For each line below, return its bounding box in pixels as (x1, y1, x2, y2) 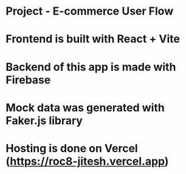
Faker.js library (5, 114, 83, 127)
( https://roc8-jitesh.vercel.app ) (5, 154, 169, 168)
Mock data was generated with (5, 100, 165, 114)
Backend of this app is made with (5, 60, 176, 74)
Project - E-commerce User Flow (5, 4, 174, 18)
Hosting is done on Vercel (5, 141, 138, 155)
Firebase (5, 73, 51, 86)
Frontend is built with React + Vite (5, 32, 181, 46)
